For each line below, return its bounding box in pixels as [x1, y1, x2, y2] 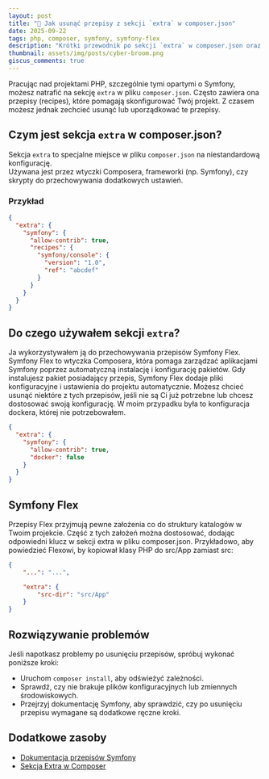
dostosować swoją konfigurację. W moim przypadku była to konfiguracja [8, 399, 250, 408]
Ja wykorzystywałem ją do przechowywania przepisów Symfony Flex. [8, 348, 241, 358]
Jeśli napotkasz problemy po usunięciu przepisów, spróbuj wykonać [8, 649, 235, 659]
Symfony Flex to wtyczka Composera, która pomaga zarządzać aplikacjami [8, 356, 258, 366]
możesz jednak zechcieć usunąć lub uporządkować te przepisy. [8, 104, 221, 114]
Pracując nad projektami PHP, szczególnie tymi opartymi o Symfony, [8, 78, 236, 89]
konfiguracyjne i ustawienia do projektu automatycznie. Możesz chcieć [8, 382, 244, 392]
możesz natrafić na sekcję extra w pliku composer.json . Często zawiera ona [8, 87, 259, 97]
